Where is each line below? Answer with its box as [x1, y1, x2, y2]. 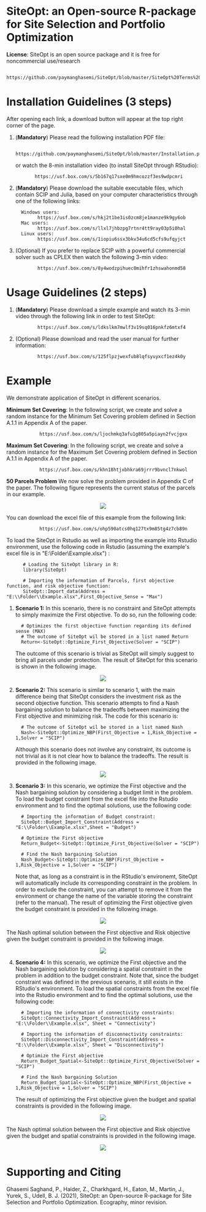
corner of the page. [6, 122, 56, 129]
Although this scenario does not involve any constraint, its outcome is [15, 745, 191, 753]
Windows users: [21, 209, 60, 216]
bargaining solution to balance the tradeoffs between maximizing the [15, 705, 189, 713]
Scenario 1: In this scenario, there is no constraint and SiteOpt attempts [15, 604, 196, 612]
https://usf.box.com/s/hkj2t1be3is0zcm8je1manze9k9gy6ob [37, 214, 186, 220]
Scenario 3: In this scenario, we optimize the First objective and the [15, 782, 187, 790]
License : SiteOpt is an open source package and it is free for [6, 50, 161, 58]
